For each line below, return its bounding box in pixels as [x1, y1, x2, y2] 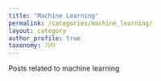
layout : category [8, 26, 67, 34]
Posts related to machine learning [8, 63, 120, 73]
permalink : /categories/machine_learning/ [8, 19, 153, 27]
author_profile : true [8, 34, 81, 43]
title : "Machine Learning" [8, 11, 99, 20]
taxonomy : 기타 [8, 42, 56, 50]
